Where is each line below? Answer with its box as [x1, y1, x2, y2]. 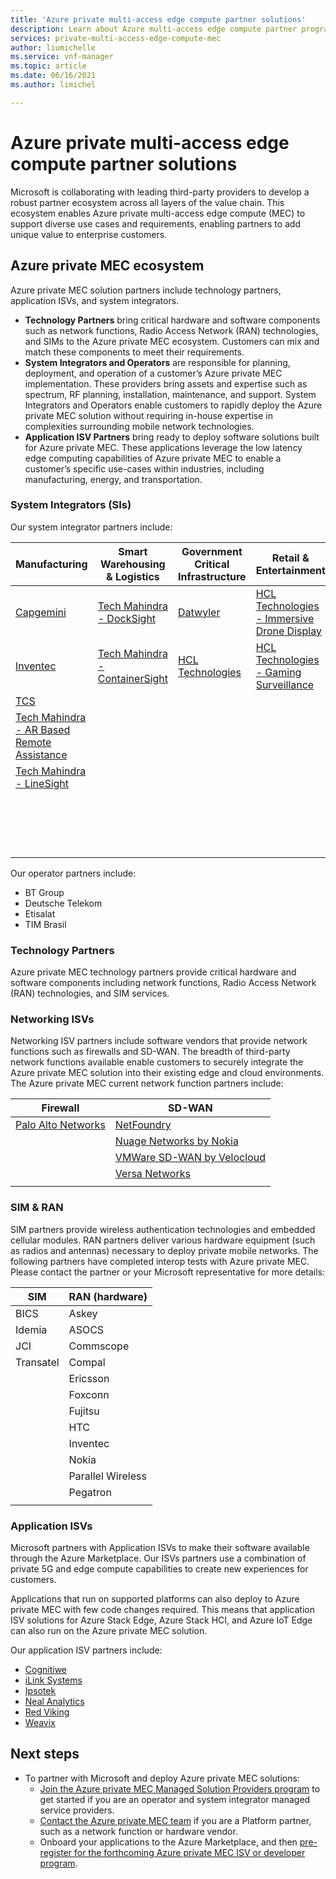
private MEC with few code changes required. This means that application [10, 1603, 315, 1615]
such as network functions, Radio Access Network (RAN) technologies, [24, 324, 319, 336]
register [39, 1846, 73, 1858]
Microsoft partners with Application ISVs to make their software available [10, 1541, 310, 1553]
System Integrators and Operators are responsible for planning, [24, 356, 291, 368]
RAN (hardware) [68, 1289, 148, 1303]
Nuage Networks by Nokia [114, 1134, 239, 1148]
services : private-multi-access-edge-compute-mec [10, 33, 222, 43]
